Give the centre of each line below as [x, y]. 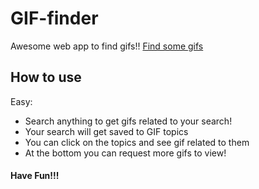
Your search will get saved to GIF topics [106, 131]
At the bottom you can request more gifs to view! [125, 153]
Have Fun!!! [35, 176]
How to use [46, 77]
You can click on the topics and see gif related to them [137, 142]
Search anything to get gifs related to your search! [128, 121]
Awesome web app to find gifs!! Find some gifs [107, 46]
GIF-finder [54, 18]
